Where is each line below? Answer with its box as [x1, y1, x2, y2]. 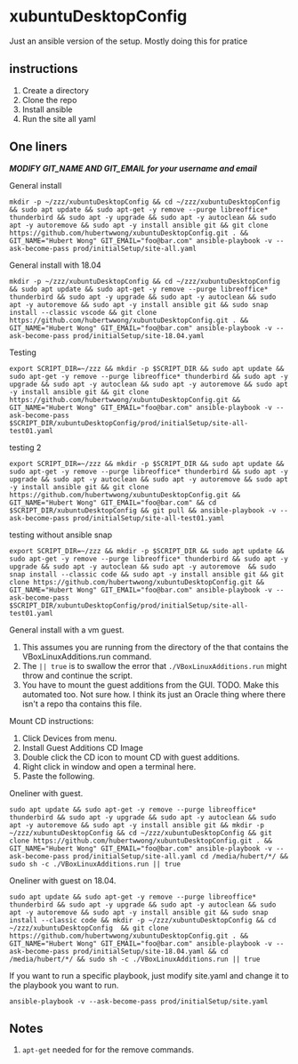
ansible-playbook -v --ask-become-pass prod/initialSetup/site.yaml [9, 996, 269, 1006]
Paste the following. [21, 770, 95, 781]
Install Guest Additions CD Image [21, 742, 144, 753]
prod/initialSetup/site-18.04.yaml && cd [72, 947, 229, 955]
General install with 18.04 [9, 260, 102, 270]
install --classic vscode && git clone [9, 308, 157, 317]
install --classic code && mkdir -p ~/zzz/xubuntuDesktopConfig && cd [9, 915, 277, 924]
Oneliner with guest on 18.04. [9, 875, 117, 886]
